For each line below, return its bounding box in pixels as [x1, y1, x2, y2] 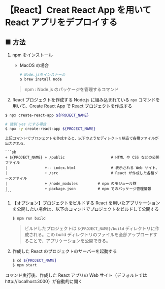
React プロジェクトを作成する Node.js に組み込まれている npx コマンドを [12, 96, 160, 102]
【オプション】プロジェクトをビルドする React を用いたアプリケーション [12, 200, 160, 206]
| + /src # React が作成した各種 [5, 171, 155, 176]
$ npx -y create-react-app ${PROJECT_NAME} [5, 126, 96, 131]
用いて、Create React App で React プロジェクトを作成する [12, 103, 132, 109]
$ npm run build [12, 216, 46, 221]
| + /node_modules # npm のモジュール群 [5, 181, 137, 186]
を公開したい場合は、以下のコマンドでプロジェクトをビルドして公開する [12, 206, 159, 212]
